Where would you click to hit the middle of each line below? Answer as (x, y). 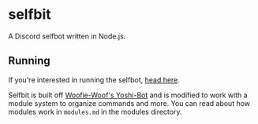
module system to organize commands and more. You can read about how (129, 103)
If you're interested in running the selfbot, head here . (94, 79)
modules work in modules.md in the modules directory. (95, 111)
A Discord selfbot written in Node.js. (67, 36)
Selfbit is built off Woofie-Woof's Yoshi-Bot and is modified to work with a (128, 95)
